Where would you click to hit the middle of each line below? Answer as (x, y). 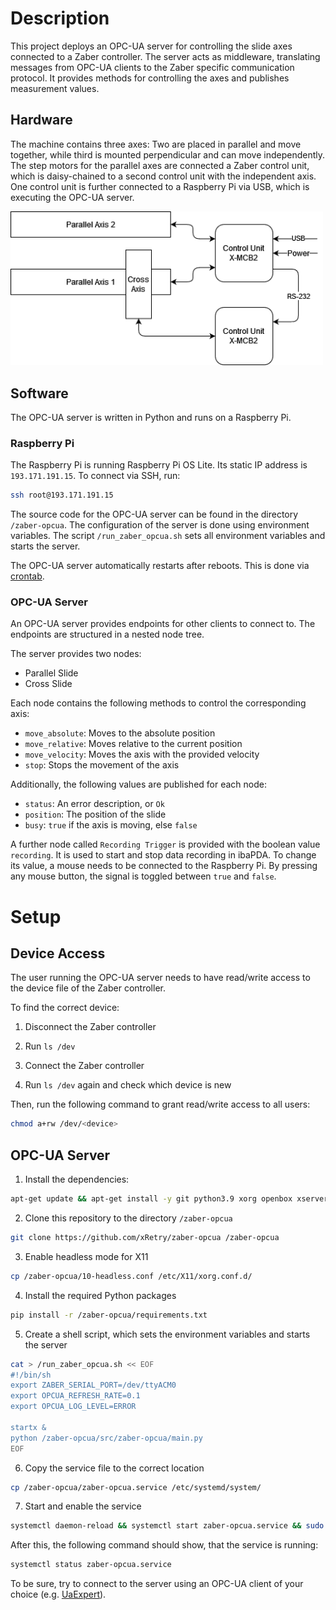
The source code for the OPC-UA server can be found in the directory (154, 514)
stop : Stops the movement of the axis (102, 765)
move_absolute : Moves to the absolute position (120, 733)
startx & (28, 1427)
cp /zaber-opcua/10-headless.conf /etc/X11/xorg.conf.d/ (131, 1276)
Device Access (58, 953)
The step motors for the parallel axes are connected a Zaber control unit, (160, 165)
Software (39, 393)
